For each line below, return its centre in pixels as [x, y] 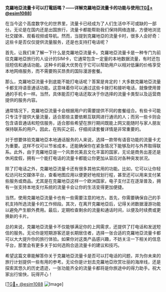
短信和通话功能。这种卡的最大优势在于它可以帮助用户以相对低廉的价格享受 [85, 65]
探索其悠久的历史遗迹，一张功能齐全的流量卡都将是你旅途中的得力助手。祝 [81, 268]
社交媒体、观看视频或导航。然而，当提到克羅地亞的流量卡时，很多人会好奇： [83, 36]
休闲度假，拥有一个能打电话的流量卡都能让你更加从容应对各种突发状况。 [79, 158]
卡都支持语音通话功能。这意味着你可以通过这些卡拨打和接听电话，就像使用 [81, 88]
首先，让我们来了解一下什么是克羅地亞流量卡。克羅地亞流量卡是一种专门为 [81, 52]
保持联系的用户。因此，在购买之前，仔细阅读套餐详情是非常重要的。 [74, 129]
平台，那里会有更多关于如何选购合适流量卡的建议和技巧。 [63, 245]
